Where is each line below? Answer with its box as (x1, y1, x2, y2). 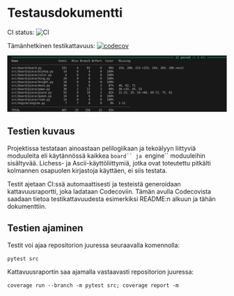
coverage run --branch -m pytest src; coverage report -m (7, 281, 179, 289)
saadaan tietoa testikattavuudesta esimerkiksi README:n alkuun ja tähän (7, 194, 216, 203)
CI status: (7, 28, 35, 36)
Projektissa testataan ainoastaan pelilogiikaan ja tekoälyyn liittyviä (7, 144, 196, 152)
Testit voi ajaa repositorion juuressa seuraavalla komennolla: (7, 241, 180, 249)
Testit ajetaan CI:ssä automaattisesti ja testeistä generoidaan (7, 179, 181, 188)
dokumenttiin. (7, 202, 47, 210)
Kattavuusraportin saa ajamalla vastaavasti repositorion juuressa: (7, 267, 194, 276)
